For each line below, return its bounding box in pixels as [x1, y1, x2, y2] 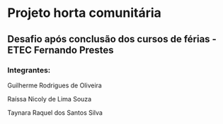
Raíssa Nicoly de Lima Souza [7, 94, 92, 103]
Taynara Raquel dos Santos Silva [7, 108, 103, 117]
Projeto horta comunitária [7, 5, 161, 21]
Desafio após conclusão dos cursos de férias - [7, 33, 217, 45]
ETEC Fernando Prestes [7, 44, 115, 56]
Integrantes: [7, 65, 51, 75]
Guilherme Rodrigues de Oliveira [7, 81, 103, 89]
